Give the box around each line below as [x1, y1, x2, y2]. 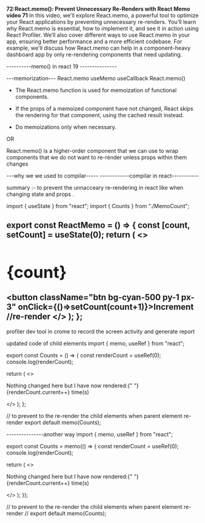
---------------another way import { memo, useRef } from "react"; [6, 430, 173, 438]
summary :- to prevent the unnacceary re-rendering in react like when [6, 184, 184, 191]
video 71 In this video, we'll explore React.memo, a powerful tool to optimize [6, 12, 199, 19]
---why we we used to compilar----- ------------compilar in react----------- [6, 172, 199, 179]
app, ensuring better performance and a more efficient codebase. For [6, 38, 182, 45]
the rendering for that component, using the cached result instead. [15, 112, 184, 118]
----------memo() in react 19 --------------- [6, 63, 117, 70]
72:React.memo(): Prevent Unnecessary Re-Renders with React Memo [6, 6, 190, 12]
